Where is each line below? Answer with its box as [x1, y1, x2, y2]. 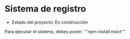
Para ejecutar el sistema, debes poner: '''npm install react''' [4, 28, 126, 34]
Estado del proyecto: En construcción [11, 19, 88, 25]
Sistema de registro [4, 3, 87, 14]
